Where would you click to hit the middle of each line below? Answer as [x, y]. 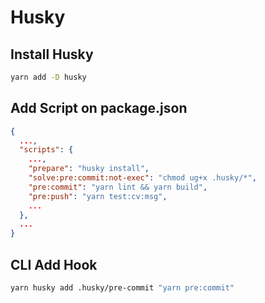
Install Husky [52, 54]
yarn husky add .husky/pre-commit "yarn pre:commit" [122, 288]
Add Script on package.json [99, 108]
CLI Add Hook [54, 264]
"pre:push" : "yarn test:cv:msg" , [98, 196]
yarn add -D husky [48, 77]
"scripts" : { [46, 150]
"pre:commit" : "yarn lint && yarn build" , [118, 187]
